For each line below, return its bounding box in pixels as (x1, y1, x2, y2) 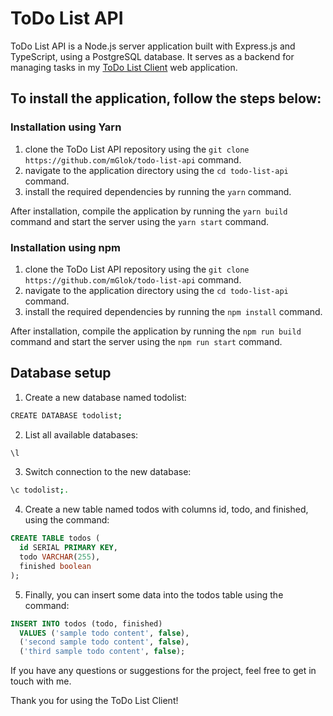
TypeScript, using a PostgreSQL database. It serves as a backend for (10, 50, 295, 62)
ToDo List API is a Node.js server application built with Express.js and (10, 40, 296, 52)
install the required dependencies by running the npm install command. (24, 305, 323, 317)
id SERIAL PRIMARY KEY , (19, 543, 118, 553)
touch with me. (10, 675, 72, 687)
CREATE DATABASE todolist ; (10, 410, 123, 421)
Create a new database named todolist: (24, 391, 187, 403)
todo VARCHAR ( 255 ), (19, 552, 101, 562)
